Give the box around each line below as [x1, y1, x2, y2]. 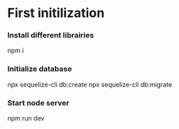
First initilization [7, 5, 105, 21]
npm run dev [7, 114, 45, 123]
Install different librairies [7, 30, 94, 40]
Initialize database [7, 64, 72, 74]
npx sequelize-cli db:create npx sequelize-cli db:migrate [7, 80, 173, 89]
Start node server [7, 98, 70, 108]
